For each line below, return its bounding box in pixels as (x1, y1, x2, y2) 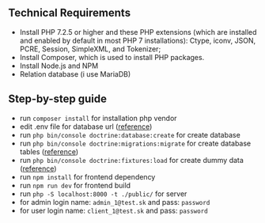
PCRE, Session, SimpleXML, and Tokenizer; (19, 43, 161, 54)
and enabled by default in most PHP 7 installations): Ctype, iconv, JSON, (19, 36, 256, 45)
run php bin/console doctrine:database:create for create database (19, 130, 241, 139)
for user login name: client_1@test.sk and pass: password (19, 206, 208, 215)
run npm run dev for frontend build (19, 180, 131, 190)
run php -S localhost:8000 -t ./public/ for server (19, 189, 187, 198)
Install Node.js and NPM (19, 61, 99, 70)
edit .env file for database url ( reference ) (19, 122, 153, 131)
